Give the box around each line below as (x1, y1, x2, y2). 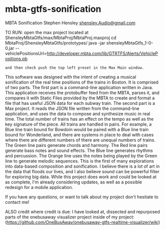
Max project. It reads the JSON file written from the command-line (5, 105, 139, 111)
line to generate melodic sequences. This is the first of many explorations (5, 158, 154, 164)
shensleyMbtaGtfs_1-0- (106, 40, 154, 46)
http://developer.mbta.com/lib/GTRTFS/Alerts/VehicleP (46, 50, 159, 56)
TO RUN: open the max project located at (5, 29, 89, 35)
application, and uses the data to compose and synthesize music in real (5, 110, 150, 117)
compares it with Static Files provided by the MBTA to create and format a (5, 95, 155, 101)
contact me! (5, 199, 30, 205)
